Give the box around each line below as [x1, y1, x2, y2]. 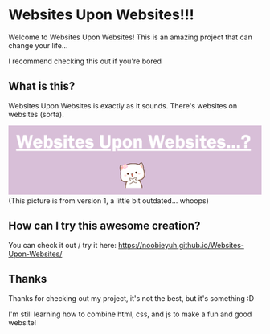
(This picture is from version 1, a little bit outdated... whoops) [8, 196, 209, 206]
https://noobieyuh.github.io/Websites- [117, 240, 245, 250]
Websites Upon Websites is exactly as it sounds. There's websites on [8, 100, 238, 110]
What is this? [8, 79, 76, 93]
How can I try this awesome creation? [8, 219, 201, 233]
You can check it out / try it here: [8, 240, 117, 250]
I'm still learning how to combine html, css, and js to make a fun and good [8, 309, 252, 319]
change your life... [8, 40, 68, 50]
